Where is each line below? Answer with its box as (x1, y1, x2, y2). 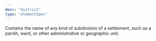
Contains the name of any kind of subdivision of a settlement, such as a (5, 25, 152, 31)
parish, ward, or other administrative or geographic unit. (5, 30, 119, 36)
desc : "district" (5, 7, 41, 12)
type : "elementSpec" (5, 12, 48, 17)
